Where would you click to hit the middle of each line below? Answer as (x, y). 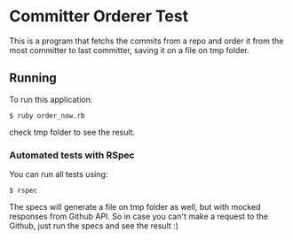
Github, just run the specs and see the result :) (94, 226)
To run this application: (51, 99)
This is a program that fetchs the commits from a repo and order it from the (146, 41)
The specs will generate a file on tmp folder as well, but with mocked (135, 207)
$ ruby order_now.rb (48, 116)
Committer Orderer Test (99, 16)
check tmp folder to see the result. (72, 132)
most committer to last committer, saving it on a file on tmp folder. (130, 50)
